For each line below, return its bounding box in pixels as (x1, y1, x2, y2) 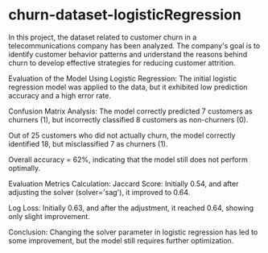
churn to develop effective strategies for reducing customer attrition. (8, 58, 236, 68)
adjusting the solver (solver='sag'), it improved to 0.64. (8, 187, 191, 197)
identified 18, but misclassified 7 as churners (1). (8, 139, 168, 148)
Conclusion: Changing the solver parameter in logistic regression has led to (8, 227, 258, 237)
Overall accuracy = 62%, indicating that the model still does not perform (8, 155, 248, 164)
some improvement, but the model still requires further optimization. (8, 235, 234, 245)
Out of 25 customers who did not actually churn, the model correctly (8, 131, 236, 140)
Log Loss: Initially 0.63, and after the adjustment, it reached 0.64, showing (8, 203, 254, 213)
